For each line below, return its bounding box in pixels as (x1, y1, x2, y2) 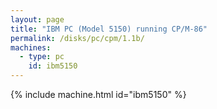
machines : (10, 42, 52, 53)
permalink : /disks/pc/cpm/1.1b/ (10, 33, 145, 43)
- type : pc (19, 52, 65, 62)
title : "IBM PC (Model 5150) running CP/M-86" (10, 24, 208, 34)
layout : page (10, 14, 65, 25)
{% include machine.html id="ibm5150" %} (10, 89, 187, 100)
